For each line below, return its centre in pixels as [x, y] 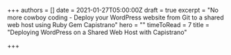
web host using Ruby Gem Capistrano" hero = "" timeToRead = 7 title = [109, 25]
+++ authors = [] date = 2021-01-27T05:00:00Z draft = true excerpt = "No [113, 10]
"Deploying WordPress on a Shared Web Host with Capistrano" [97, 32]
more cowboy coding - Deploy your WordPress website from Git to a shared [115, 17]
